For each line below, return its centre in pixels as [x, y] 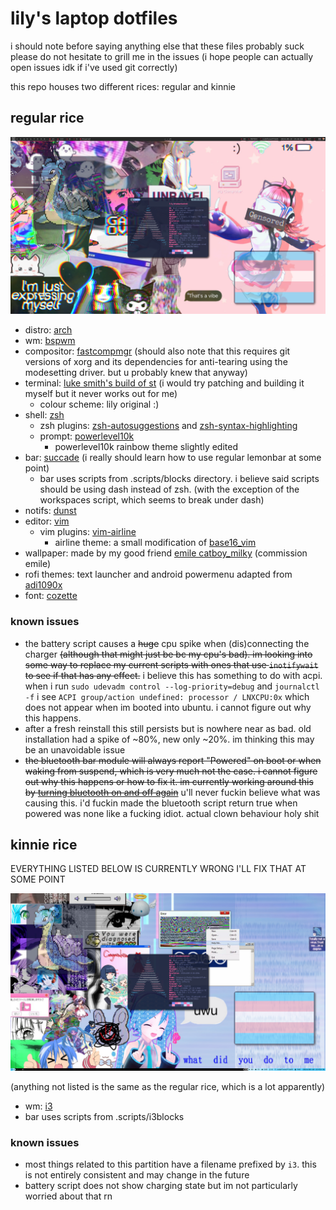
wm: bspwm [50, 341]
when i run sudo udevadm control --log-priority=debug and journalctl [172, 686]
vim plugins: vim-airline [88, 532]
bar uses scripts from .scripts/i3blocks [104, 1116]
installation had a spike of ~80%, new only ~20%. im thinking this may [169, 739]
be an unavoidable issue [75, 749]
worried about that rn [68, 1196]
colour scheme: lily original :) [99, 404]
